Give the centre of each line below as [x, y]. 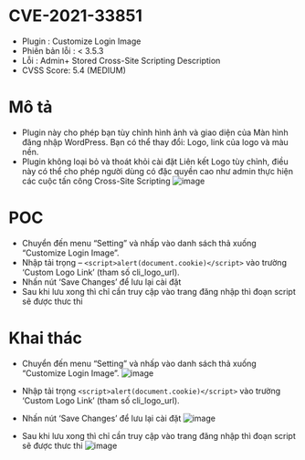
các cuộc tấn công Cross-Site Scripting [96, 181]
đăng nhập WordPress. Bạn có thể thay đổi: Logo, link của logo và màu [155, 141]
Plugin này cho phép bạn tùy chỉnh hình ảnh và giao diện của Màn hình [155, 132]
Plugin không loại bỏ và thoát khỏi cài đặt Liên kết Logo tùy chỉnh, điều [155, 162]
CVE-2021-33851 [76, 16]
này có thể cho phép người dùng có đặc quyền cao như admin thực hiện [158, 171]
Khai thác [46, 338]
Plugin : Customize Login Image [81, 41]
